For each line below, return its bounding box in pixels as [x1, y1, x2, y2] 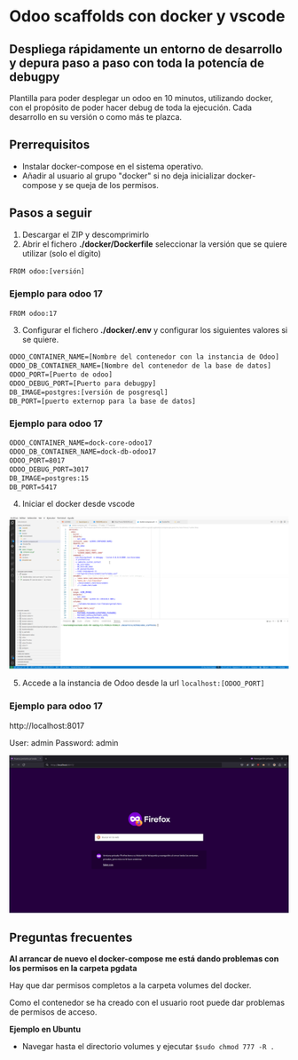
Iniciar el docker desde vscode [21, 499, 136, 510]
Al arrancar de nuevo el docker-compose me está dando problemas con [9, 953, 279, 964]
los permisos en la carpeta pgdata [9, 963, 137, 974]
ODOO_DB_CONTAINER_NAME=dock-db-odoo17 [9, 447, 157, 456]
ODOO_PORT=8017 [9, 456, 66, 465]
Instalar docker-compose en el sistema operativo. [21, 161, 204, 171]
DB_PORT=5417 [9, 483, 58, 492]
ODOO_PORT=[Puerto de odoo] [9, 370, 114, 379]
